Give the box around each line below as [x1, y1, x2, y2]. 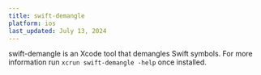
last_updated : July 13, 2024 [8, 27, 107, 35]
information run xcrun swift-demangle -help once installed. [8, 57, 207, 67]
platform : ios [8, 19, 57, 27]
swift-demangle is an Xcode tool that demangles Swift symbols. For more [8, 49, 253, 59]
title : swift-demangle [8, 11, 85, 20]
